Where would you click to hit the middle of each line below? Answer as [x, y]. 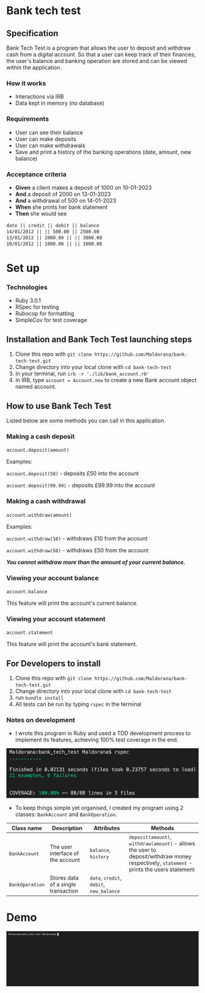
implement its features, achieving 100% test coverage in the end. [97, 740]
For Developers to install [53, 663]
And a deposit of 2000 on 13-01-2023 [63, 194]
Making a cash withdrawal [46, 501]
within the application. [34, 67]
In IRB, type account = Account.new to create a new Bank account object [106, 380]
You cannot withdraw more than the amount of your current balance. [96, 562]
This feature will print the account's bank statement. [72, 644]
